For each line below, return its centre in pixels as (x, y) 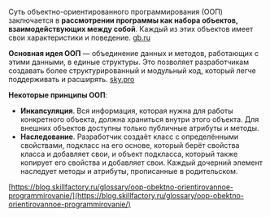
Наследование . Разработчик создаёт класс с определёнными (129, 137)
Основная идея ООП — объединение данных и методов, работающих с (134, 53)
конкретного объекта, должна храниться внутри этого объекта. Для (139, 119)
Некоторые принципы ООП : (58, 95)
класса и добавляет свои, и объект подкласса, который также (129, 154)
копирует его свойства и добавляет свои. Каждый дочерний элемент (141, 163)
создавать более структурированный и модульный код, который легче (132, 71)
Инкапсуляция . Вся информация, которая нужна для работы (126, 111)
